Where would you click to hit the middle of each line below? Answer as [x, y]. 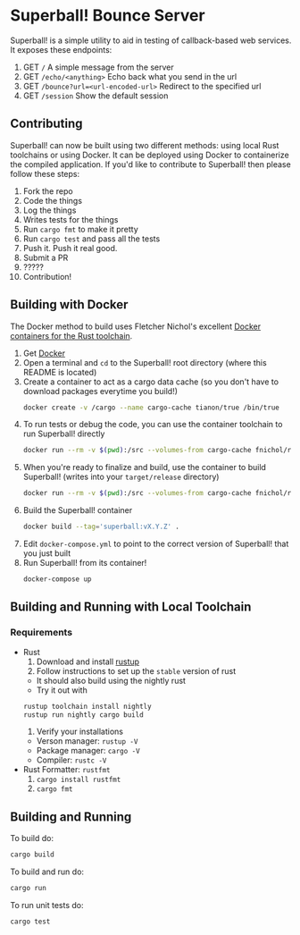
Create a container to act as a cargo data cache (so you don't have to [151, 382]
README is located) [60, 372]
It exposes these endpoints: [61, 49]
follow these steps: [45, 173]
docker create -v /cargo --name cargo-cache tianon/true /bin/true [151, 408]
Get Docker [44, 353]
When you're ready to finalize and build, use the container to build [145, 467]
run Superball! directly [64, 434]
